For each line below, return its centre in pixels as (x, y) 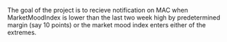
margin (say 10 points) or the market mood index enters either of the (107, 25)
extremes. (22, 32)
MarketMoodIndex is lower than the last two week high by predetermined (114, 17)
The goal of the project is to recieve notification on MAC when (98, 10)
